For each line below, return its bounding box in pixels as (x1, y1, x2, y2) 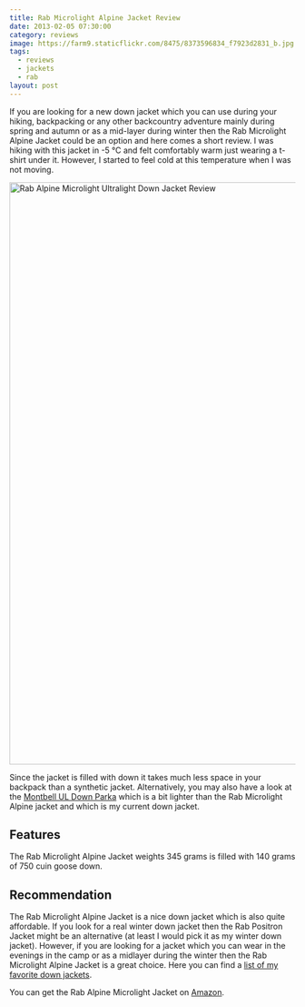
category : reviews (9, 30, 79, 39)
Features (9, 827, 61, 842)
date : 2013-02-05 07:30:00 (9, 22, 112, 31)
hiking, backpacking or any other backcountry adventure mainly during (9, 116, 275, 126)
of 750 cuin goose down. (9, 861, 103, 871)
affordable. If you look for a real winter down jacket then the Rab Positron (9, 921, 283, 932)
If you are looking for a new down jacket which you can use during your (9, 106, 278, 116)
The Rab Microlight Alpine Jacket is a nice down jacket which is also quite (9, 911, 286, 922)
